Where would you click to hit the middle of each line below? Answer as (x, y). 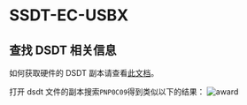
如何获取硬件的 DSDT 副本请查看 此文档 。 (84, 73)
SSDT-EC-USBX (69, 15)
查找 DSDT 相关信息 (63, 50)
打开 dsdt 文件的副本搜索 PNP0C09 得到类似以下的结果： (107, 92)
